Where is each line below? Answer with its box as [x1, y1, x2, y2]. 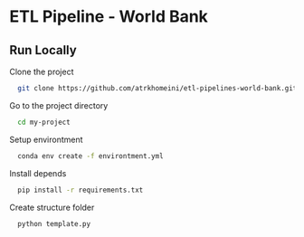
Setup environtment [9, 134, 83, 145]
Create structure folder [9, 202, 95, 213]
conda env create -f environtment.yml [17, 151, 165, 160]
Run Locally [9, 43, 77, 58]
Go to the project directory [9, 100, 109, 110]
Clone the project [9, 66, 74, 77]
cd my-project [17, 118, 71, 127]
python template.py [17, 219, 91, 228]
